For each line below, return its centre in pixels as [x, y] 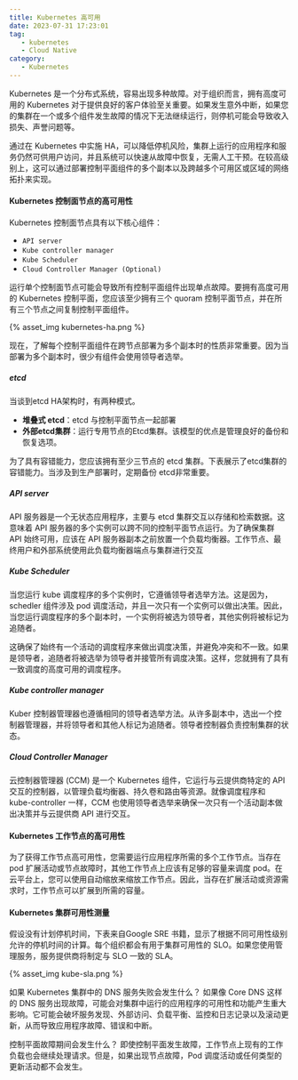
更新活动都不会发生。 [48, 1067]
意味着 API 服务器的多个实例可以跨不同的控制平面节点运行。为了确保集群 [142, 528]
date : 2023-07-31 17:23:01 [59, 26]
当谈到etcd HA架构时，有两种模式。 [74, 401]
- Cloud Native [49, 51]
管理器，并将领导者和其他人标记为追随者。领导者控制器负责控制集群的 [153, 724]
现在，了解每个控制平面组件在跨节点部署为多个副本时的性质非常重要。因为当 [149, 346]
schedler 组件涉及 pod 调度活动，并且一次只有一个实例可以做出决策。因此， [148, 605]
